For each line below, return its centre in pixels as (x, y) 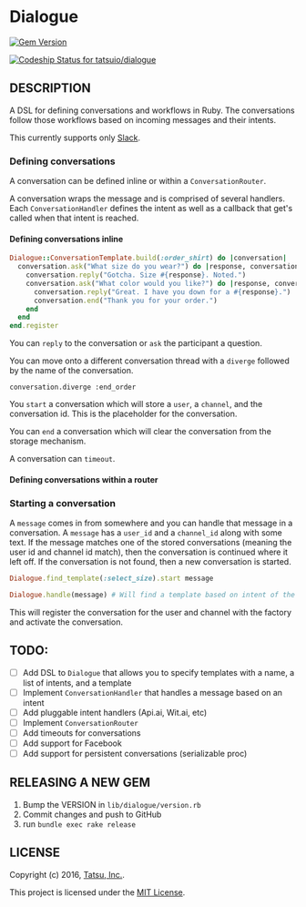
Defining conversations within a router (84, 479)
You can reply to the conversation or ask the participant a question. (136, 343)
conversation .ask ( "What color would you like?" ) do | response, (148, 283)
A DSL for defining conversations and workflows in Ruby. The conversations (152, 110)
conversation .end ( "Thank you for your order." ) (126, 301)
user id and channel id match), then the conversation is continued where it (149, 552)
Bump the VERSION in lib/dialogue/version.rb (112, 804)
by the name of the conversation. (71, 371)
